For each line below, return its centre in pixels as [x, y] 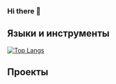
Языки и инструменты [58, 34]
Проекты [28, 72]
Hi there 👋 [24, 11]
